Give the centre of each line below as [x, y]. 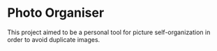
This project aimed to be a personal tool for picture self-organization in [109, 32]
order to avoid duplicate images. [54, 39]
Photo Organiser [56, 13]
